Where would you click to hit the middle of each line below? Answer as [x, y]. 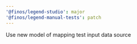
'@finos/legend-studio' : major [45, 12]
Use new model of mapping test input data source [68, 34]
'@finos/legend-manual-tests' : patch [54, 17]
